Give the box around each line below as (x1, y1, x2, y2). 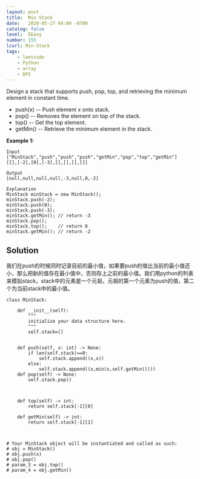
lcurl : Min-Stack (6, 43, 50, 49)
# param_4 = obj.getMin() (6, 467, 72, 474)
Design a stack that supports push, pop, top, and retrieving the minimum (6, 88, 187, 95)
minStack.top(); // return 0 (6, 223, 88, 230)
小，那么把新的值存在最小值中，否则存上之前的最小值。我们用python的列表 (6, 270, 194, 277)
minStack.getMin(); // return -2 (6, 229, 91, 235)
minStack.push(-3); (6, 207, 56, 213)
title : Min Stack (6, 15, 53, 21)
